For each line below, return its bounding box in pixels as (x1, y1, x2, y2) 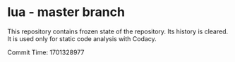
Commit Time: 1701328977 (7, 48, 85, 56)
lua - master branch (7, 4, 126, 20)
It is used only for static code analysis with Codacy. (7, 34, 157, 42)
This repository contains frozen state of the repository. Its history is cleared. (7, 27, 228, 36)
